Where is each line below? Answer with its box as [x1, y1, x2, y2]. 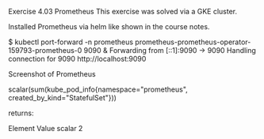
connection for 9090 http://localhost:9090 [8, 54, 147, 63]
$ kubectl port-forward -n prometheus [8, 37, 133, 47]
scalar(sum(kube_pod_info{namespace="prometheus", [8, 85, 188, 94]
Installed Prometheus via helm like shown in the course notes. [8, 22, 210, 31]
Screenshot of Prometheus [8, 69, 97, 78]
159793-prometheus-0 [8, 46, 82, 54]
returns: [8, 108, 34, 118]
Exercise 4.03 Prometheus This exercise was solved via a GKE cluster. [8, 7, 238, 16]
